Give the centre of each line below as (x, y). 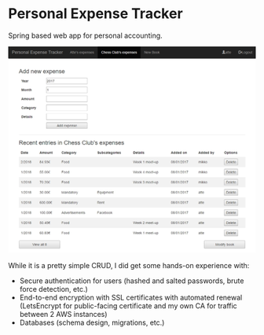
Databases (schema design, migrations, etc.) (92, 322)
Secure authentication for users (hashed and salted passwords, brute (132, 281)
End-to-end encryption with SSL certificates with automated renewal (131, 297)
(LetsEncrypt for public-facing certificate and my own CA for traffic (128, 306)
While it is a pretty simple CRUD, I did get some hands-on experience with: (129, 265)
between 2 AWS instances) (63, 314)
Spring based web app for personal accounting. (85, 35)
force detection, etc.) (53, 289)
